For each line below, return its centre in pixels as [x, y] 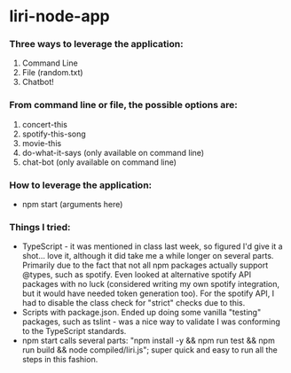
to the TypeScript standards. [74, 331]
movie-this [42, 143]
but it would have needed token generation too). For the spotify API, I [148, 293]
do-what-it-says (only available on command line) [113, 152]
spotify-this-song [54, 134]
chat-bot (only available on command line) [99, 162]
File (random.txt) [52, 73]
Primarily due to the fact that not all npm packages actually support [145, 265]
